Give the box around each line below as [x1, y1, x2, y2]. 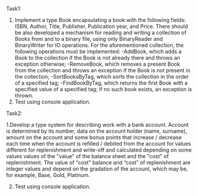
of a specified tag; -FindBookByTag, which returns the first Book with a [14, 79, 188, 86]
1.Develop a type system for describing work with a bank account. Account [6, 121, 189, 128]
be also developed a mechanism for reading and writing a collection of [14, 29, 187, 36]
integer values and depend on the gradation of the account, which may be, [6, 165, 188, 172]
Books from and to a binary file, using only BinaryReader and [14, 36, 163, 42]
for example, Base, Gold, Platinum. [6, 172, 90, 178]
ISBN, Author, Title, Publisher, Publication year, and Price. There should [14, 23, 188, 30]
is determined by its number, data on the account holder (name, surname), [6, 127, 187, 134]
